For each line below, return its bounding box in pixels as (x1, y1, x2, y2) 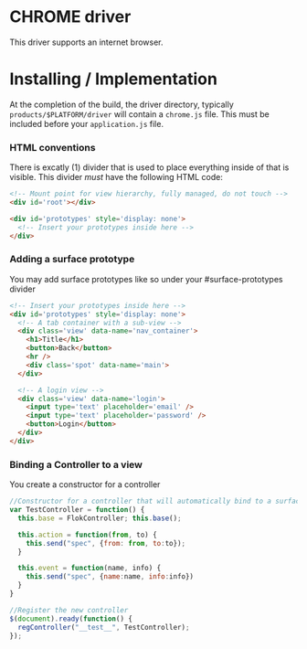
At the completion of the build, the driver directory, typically (9, 99, 235, 110)
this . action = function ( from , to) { (17, 530, 157, 539)
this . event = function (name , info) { (17, 564, 162, 573)
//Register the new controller (9, 605, 129, 614)
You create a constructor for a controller (9, 479, 161, 490)
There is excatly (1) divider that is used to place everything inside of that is (9, 162, 290, 173)
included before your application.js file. (9, 118, 164, 129)
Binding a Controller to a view (9, 458, 143, 471)
